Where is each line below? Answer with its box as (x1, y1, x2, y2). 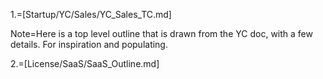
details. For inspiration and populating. (10, 39, 168, 50)
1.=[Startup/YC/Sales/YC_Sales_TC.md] (10, 9, 172, 20)
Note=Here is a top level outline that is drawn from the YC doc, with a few (10, 28, 313, 39)
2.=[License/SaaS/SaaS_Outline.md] (10, 58, 160, 69)
